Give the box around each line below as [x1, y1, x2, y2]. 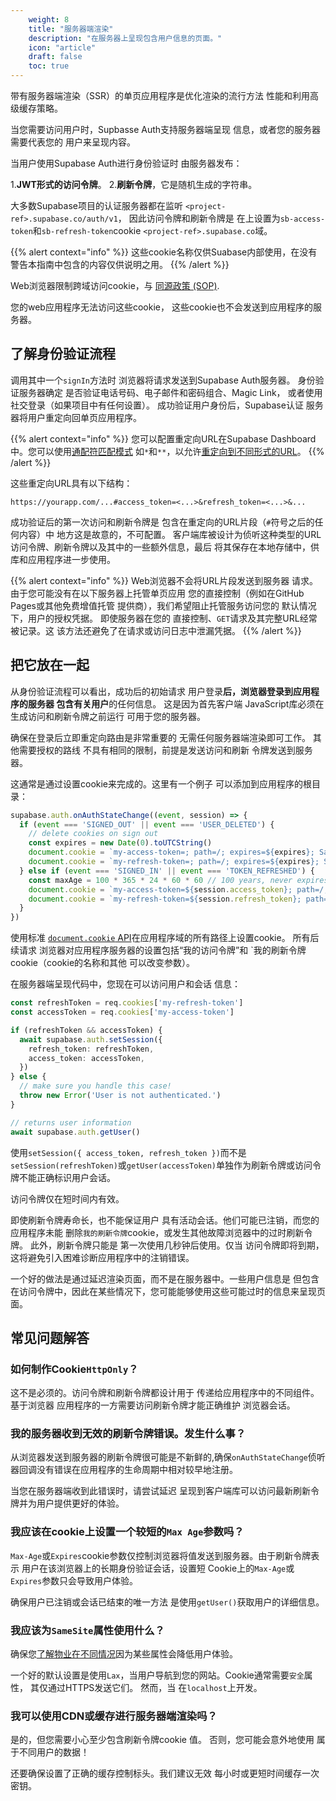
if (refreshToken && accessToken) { [10, 1025, 163, 1035]
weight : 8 [28, 14, 70, 25]
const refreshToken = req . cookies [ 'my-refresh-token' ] [10, 998, 244, 1008]
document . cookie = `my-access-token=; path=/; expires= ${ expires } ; [28, 847, 315, 858]
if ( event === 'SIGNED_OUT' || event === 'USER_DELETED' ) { [19, 819, 275, 830]
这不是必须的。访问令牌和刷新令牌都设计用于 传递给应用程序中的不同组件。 [10, 1387, 320, 1399]
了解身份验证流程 [10, 346, 116, 363]
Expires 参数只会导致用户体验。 [10, 1574, 139, 1586]
